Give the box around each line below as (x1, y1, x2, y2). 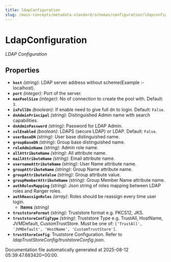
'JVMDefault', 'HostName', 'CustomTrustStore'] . (12, 226, 117, 232)
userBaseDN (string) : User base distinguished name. (12, 134, 120, 140)
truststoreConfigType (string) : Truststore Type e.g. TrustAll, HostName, (12, 215, 163, 221)
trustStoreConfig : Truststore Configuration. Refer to (12, 231, 123, 237)
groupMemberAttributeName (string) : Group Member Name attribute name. (12, 177, 165, 183)
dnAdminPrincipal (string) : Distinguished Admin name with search (12, 112, 150, 118)
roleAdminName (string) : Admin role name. (12, 145, 99, 151)
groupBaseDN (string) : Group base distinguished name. (12, 139, 125, 146)
